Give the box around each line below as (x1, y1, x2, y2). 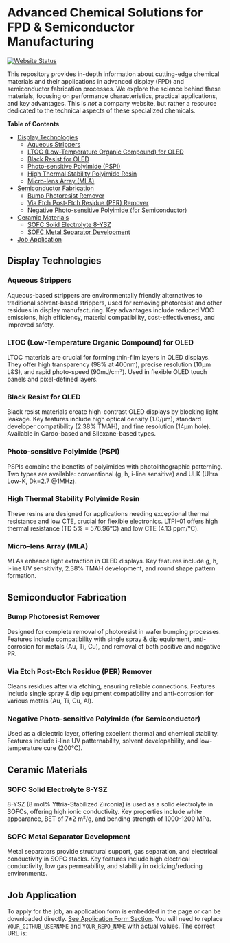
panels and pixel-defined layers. (7, 375, 98, 383)
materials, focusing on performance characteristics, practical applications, (7, 91, 218, 100)
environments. (7, 870, 48, 878)
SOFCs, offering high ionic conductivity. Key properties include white (7, 808, 203, 816)
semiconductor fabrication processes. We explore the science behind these (7, 84, 222, 93)
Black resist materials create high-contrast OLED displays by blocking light (7, 408, 218, 416)
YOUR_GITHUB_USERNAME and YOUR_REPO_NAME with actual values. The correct (7, 922, 215, 931)
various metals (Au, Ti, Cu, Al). (7, 697, 94, 705)
